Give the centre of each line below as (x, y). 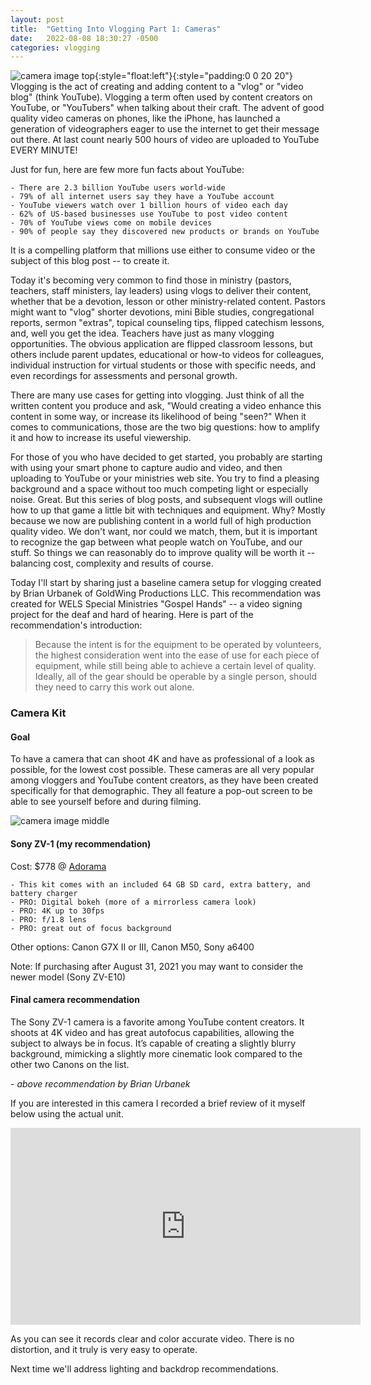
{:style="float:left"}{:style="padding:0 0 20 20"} (193, 76)
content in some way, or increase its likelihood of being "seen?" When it (158, 417)
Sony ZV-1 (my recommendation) (81, 843)
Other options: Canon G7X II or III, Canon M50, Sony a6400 (132, 947)
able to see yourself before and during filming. (106, 802)
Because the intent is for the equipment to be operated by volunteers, (178, 645)
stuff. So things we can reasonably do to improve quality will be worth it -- (163, 553)
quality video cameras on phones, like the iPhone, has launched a (145, 118)
